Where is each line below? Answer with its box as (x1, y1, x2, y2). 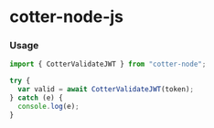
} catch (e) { (9, 93, 64, 102)
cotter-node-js (9, 6, 124, 27)
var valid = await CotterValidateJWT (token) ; (17, 85, 195, 94)
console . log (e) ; (17, 101, 80, 111)
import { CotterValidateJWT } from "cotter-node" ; (9, 59, 207, 69)
